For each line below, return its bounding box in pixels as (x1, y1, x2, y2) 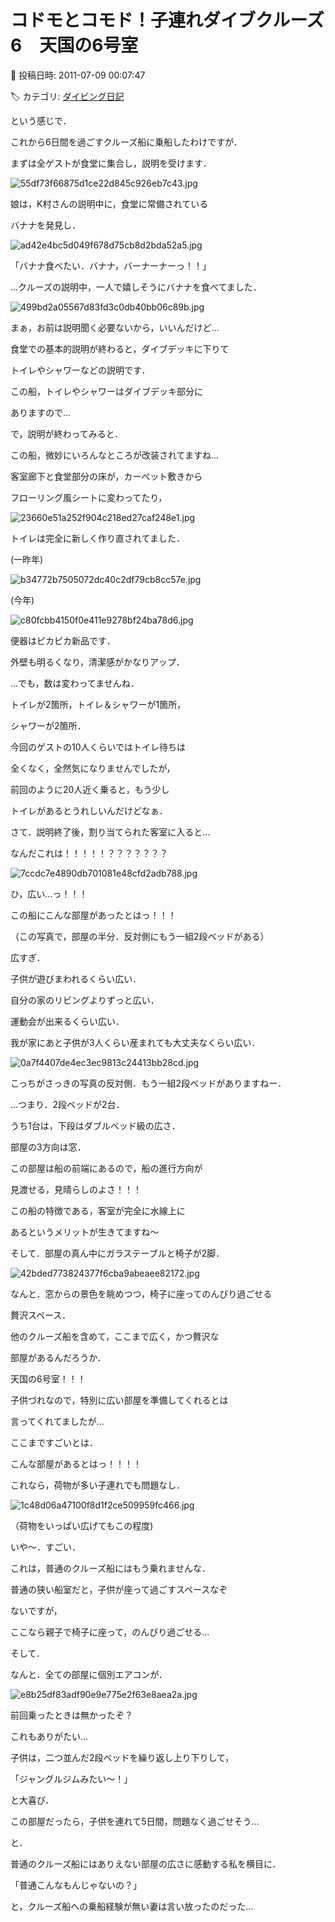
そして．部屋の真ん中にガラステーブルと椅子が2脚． (10, 1247, 225, 1259)
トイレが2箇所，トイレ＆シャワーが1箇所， (10, 698, 187, 710)
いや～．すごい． (10, 1541, 81, 1553)
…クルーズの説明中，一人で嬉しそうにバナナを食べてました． (10, 281, 262, 293)
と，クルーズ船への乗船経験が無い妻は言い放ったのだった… (10, 1900, 254, 1912)
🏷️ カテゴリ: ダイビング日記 (10, 90, 125, 102)
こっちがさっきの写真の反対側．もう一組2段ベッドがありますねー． (10, 1077, 287, 1089)
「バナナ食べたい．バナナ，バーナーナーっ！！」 (10, 259, 212, 271)
